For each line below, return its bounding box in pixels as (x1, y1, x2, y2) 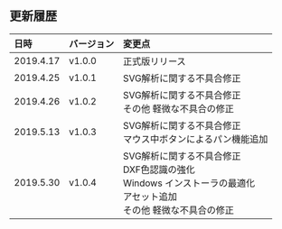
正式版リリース (122, 55, 187, 68)
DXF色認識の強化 (122, 163, 196, 176)
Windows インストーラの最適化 (122, 177, 256, 189)
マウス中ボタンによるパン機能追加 (122, 133, 268, 145)
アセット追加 (122, 190, 178, 203)
